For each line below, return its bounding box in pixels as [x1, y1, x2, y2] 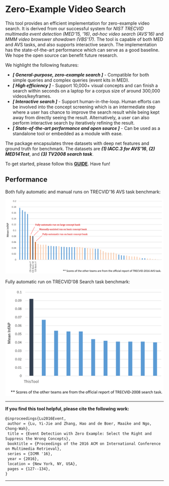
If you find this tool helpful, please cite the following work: [5, 406, 129, 412]
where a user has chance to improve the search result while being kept [12, 109, 160, 115]
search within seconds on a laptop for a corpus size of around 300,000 [12, 88, 160, 94]
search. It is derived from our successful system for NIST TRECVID [5, 25, 144, 31]
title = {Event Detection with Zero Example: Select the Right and [7, 431, 152, 436]
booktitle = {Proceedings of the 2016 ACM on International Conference [7, 441, 161, 446]
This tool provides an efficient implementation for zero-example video [5, 20, 150, 26]
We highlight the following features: [5, 62, 79, 68]
